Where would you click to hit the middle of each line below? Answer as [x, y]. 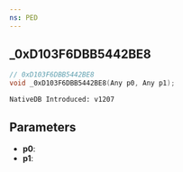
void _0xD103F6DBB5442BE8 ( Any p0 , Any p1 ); [92, 83]
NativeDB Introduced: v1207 [62, 100]
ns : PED [24, 18]
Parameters [43, 127]
